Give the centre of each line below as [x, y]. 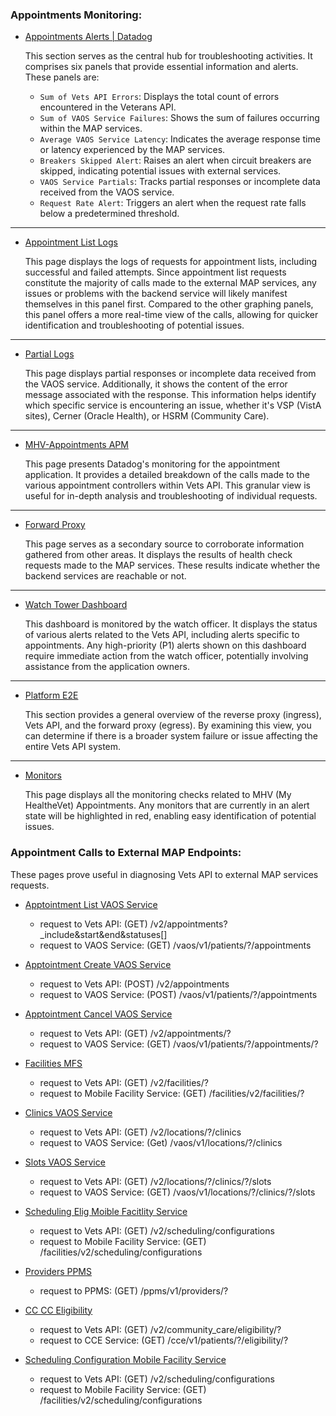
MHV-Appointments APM [76, 445]
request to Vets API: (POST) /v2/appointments [134, 984]
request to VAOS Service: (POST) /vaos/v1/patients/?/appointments [178, 994]
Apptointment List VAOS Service [91, 904]
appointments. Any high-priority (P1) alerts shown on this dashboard [165, 645]
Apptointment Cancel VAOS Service [98, 1014]
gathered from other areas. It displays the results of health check [158, 555]
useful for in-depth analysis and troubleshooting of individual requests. [171, 496]
